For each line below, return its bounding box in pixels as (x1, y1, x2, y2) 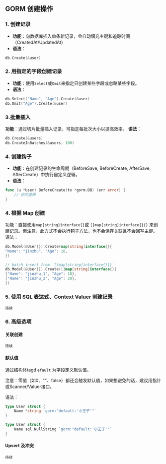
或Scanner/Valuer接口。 (5, 384, 55, 390)
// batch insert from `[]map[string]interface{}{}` (5, 262, 114, 267)
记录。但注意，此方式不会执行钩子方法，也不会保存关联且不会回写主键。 (9, 228, 158, 234)
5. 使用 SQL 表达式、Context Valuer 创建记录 (5, 293, 113, 300)
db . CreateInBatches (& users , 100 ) (5, 140, 75, 145)
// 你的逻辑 (14, 192, 36, 197)
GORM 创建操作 (5, 4, 54, 13)
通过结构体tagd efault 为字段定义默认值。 (5, 367, 91, 373)
